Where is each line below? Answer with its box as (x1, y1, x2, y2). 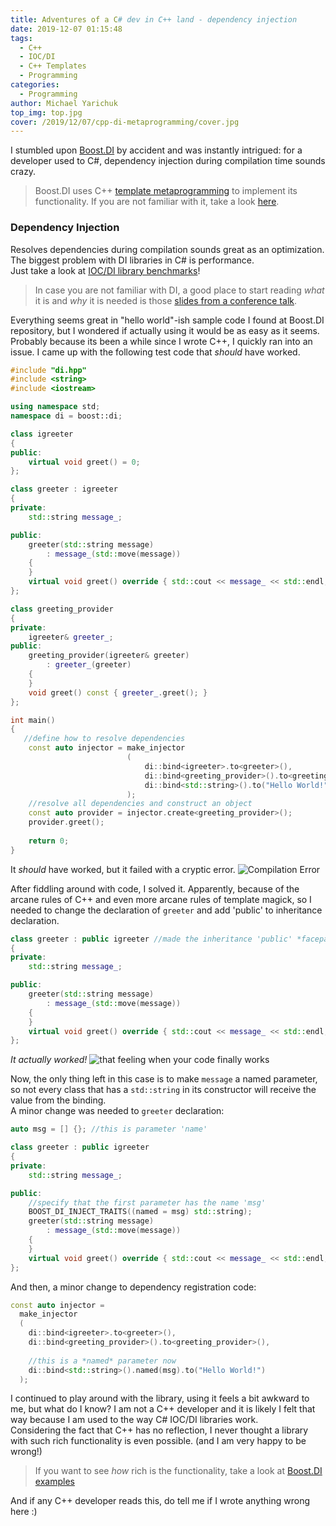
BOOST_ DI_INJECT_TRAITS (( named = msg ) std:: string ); (28, 1207, 253, 1217)
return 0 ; (28, 836, 70, 846)
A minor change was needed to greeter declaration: (10, 1105, 225, 1117)
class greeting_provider (10, 604, 114, 614)
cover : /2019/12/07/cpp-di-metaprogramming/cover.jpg (10, 117, 240, 127)
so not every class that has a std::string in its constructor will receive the (10, 1084, 317, 1096)
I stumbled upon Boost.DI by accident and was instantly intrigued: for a (10, 144, 303, 156)
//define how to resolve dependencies (23, 734, 186, 744)
